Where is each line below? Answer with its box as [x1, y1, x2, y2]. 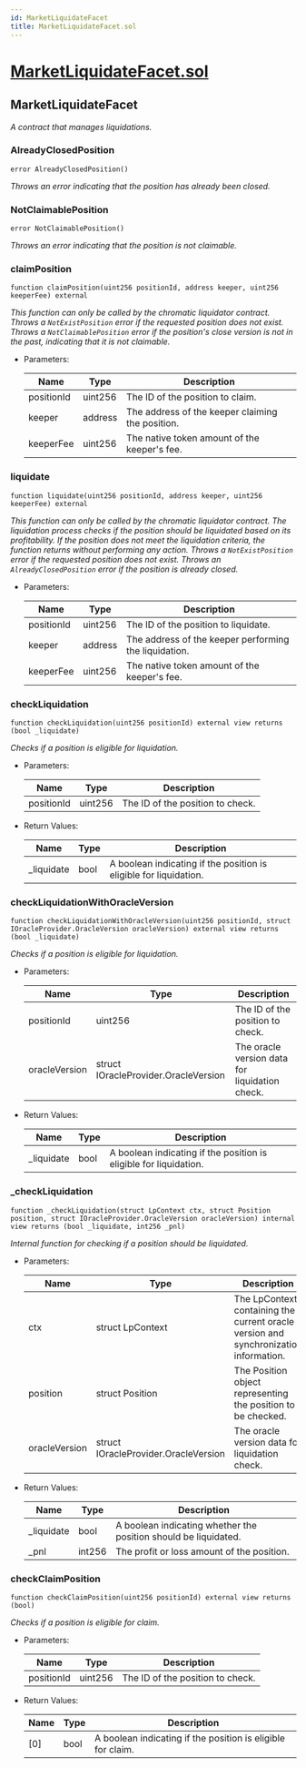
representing [233, 1387, 289, 1399]
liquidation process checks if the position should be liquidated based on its [10, 524, 291, 535]
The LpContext [233, 1292, 298, 1305]
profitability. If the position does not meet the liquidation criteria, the [10, 534, 266, 545]
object [233, 1376, 262, 1388]
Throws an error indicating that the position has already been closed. [10, 180, 271, 191]
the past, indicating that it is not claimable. [10, 336, 171, 347]
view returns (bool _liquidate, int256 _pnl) [10, 1222, 185, 1231]
